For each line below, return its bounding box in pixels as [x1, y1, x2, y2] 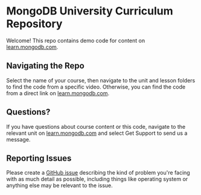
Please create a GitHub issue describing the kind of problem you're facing [6, 169, 190, 176]
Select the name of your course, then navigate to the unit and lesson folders [6, 76, 196, 84]
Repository [6, 17, 63, 31]
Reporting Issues [6, 153, 72, 163]
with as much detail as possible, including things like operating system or [6, 176, 188, 183]
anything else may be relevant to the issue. [6, 182, 113, 189]
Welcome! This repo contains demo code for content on [6, 37, 145, 44]
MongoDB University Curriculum [6, 4, 173, 18]
